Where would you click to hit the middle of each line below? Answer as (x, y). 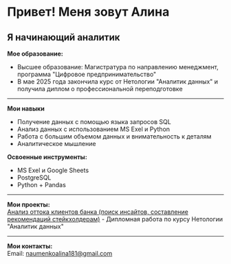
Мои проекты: (29, 204)
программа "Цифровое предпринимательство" (87, 74)
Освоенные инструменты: (47, 157)
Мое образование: (35, 53)
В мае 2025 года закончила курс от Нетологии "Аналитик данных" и (118, 82)
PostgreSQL (34, 178)
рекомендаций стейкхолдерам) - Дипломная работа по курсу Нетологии (115, 219)
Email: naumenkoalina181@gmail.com (60, 253)
